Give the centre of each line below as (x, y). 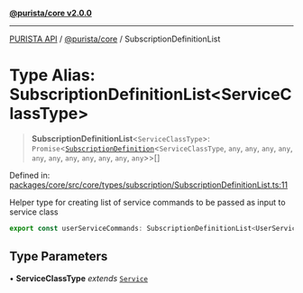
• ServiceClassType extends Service (79, 278)
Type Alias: (53, 75)
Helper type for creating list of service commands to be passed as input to (147, 202)
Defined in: (30, 175)
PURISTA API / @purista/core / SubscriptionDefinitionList (115, 39)
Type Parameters (59, 256)
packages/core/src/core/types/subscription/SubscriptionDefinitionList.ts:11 (149, 185)
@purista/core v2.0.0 (50, 13)
